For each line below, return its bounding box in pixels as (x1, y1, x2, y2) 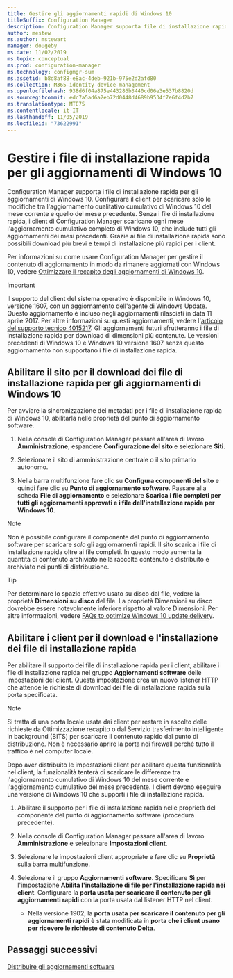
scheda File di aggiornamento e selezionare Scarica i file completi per (17, 491, 221, 500)
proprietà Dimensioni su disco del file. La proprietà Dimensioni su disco (7, 597, 213, 605)
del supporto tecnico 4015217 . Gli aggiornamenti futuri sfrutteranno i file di (7, 324, 220, 332)
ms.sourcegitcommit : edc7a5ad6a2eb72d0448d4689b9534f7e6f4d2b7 (7, 95, 194, 101)
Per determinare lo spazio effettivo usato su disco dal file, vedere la (7, 589, 200, 598)
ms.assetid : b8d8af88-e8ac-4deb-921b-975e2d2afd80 (7, 74, 157, 82)
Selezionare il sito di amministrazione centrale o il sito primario (17, 456, 196, 464)
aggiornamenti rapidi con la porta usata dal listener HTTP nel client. (17, 896, 213, 904)
